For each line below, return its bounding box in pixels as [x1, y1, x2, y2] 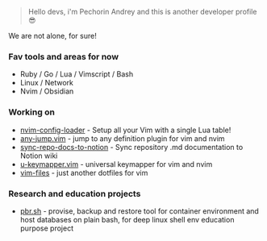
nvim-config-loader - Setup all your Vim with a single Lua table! [19, 125, 232, 135]
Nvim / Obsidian [19, 86, 74, 96]
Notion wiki [19, 151, 58, 160]
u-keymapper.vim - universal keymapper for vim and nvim [19, 159, 213, 168]
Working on [8, 106, 55, 118]
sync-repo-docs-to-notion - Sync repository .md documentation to [19, 142, 244, 152]
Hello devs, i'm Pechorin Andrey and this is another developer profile [27, 7, 257, 16]
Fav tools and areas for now [8, 51, 119, 62]
